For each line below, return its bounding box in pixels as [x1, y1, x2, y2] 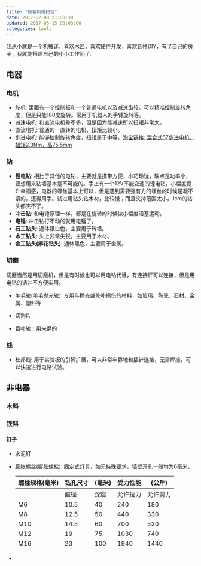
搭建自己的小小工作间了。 [32, 50, 96, 58]
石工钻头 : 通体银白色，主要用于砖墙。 [14, 225, 108, 232]
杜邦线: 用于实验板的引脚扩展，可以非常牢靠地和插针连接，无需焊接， [14, 355, 186, 363]
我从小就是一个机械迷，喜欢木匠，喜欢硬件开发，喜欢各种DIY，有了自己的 [6, 43, 188, 50]
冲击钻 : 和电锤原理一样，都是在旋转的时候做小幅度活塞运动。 [14, 210, 165, 217]
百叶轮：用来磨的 [14, 325, 57, 332]
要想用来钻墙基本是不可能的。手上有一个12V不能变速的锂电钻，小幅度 [14, 180, 187, 187]
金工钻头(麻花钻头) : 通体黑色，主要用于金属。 [14, 240, 127, 247]
